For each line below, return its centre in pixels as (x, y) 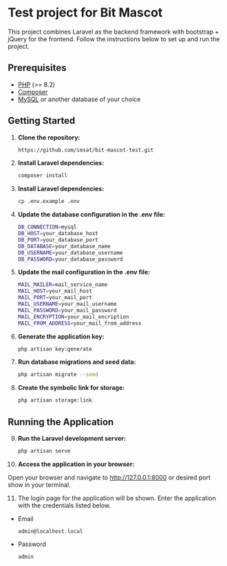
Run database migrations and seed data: (77, 362)
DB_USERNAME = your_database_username (70, 252)
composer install (43, 176)
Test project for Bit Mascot (85, 13)
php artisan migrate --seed (58, 375)
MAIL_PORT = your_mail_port (55, 298)
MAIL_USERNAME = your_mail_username (67, 304)
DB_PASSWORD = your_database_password (70, 259)
